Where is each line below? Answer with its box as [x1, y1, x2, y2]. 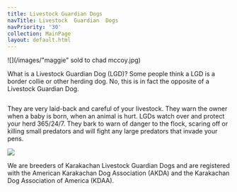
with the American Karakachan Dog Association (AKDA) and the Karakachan [7, 169, 230, 177]
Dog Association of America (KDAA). [7, 176, 115, 185]
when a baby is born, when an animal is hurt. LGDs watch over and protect [7, 112, 225, 121]
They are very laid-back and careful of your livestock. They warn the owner [7, 104, 228, 113]
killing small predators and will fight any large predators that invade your [7, 127, 218, 136]
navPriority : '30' [7, 23, 62, 30]
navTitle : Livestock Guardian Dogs [7, 17, 119, 24]
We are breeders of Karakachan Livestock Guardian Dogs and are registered [7, 162, 230, 170]
